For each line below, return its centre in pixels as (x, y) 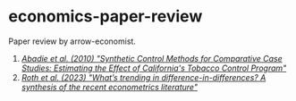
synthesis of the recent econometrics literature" (110, 87)
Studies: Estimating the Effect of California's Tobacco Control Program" (154, 68)
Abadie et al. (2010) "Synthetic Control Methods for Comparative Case (152, 58)
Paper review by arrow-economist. (72, 41)
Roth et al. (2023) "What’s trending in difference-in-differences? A (144, 77)
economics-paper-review (106, 17)
